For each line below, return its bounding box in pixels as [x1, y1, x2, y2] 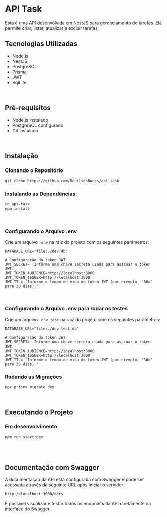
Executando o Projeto [5, 408, 73, 417]
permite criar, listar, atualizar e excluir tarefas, [5, 25, 99, 31]
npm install [5, 206, 30, 211]
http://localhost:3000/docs [5, 492, 64, 497]
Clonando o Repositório [5, 166, 63, 174]
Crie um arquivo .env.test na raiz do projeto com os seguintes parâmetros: [5, 316, 161, 322]
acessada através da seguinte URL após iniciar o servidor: [5, 482, 125, 488]
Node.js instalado [12, 117, 49, 123]
